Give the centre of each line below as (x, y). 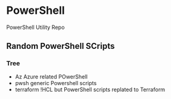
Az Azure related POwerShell (51, 77)
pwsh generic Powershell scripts (56, 83)
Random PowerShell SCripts (61, 46)
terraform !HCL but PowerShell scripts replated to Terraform (90, 89)
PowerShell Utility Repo (35, 27)
